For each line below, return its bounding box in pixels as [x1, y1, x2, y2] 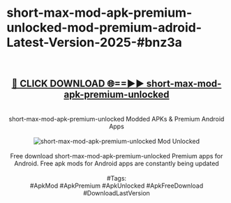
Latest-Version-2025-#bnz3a [6, 35, 182, 50]
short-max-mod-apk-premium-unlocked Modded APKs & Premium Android [8, 114, 225, 123]
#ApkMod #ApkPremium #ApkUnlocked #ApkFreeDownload [29, 181, 204, 190]
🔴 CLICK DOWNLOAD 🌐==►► [11, 78, 144, 90]
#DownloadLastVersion [82, 188, 151, 197]
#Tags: [106, 174, 127, 182]
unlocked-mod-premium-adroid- [6, 20, 202, 36]
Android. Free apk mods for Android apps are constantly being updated [14, 159, 219, 167]
